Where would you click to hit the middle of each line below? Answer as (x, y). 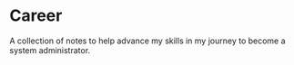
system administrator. (50, 50)
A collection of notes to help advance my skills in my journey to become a (147, 41)
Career (36, 16)
